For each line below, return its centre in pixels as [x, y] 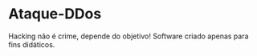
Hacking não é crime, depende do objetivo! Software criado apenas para [128, 36]
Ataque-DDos [55, 14]
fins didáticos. [32, 44]
